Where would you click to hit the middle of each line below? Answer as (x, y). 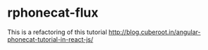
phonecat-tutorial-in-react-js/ (50, 39)
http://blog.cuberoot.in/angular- (154, 32)
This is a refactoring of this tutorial (57, 32)
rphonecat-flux (53, 13)
